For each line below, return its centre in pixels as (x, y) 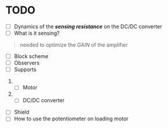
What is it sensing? (37, 33)
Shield (22, 112)
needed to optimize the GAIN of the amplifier (74, 45)
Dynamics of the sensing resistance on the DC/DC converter (88, 26)
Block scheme (31, 56)
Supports (25, 70)
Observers (27, 63)
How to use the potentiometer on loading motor (71, 119)
